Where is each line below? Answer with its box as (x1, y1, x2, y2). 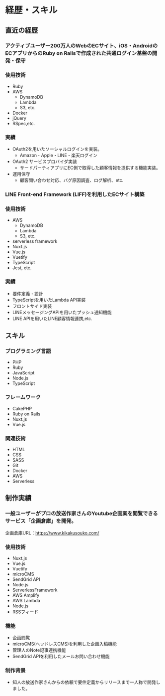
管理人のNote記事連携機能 (12, 647, 66, 653)
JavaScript (12, 370, 35, 376)
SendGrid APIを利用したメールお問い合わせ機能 (12, 654, 110, 660)
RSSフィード (12, 609, 39, 615)
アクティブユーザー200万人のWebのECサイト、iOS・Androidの (5, 42, 158, 49)
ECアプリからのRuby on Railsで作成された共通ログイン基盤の (5, 49, 153, 56)
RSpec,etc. (12, 120, 35, 126)
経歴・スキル (5, 4, 58, 16)
